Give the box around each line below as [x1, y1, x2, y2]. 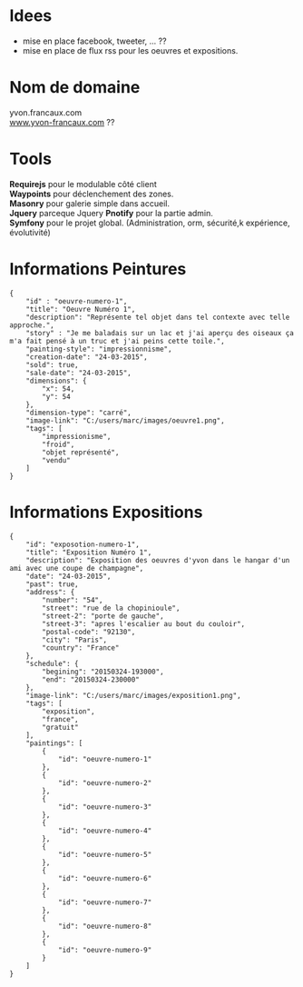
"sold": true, [25, 360, 79, 369]
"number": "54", [42, 595, 103, 604]
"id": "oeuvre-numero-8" [57, 922, 152, 931]
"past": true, [25, 579, 79, 589]
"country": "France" [42, 643, 120, 653]
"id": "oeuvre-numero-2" [57, 778, 152, 787]
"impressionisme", [42, 432, 112, 441]
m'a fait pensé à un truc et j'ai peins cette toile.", [9, 336, 225, 345]
